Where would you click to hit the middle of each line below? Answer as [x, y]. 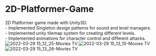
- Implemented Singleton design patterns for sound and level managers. [78, 28]
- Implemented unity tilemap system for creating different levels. [70, 33]
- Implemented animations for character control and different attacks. [76, 38]
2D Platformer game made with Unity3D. [46, 23]
